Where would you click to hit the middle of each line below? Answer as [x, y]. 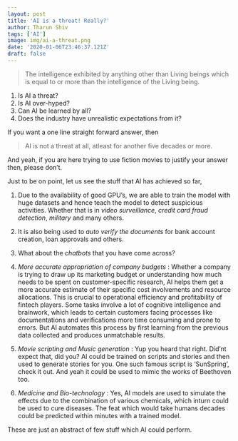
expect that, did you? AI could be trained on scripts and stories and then [124, 356]
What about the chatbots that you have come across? [97, 253]
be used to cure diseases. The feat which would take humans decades [121, 408]
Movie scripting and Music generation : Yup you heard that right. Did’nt [122, 349]
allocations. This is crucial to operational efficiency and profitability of [120, 297]
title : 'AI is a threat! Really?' [59, 21]
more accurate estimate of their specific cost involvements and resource [124, 289]
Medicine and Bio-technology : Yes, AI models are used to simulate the [122, 392]
